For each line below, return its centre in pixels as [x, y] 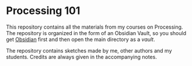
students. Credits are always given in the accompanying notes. [82, 57]
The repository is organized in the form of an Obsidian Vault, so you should [96, 33]
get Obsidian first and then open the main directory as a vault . [81, 39]
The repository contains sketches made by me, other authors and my [89, 50]
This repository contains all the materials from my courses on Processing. [95, 27]
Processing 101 [43, 11]
